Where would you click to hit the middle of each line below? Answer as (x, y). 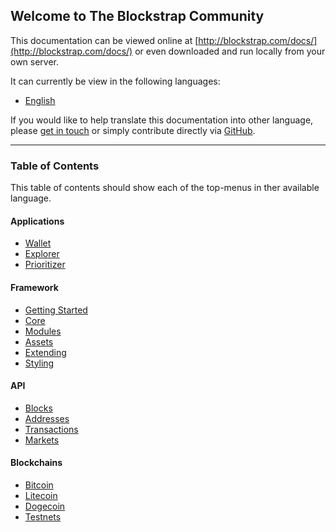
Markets (42, 440)
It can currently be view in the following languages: (115, 81)
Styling (39, 363)
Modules (43, 331)
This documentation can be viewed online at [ (104, 40)
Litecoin (41, 495)
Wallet (38, 243)
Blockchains (36, 463)
